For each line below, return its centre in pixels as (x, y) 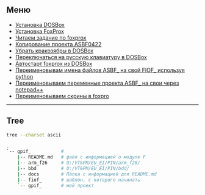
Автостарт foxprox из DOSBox (54, 63)
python (24, 76)
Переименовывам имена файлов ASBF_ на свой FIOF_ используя (100, 70)
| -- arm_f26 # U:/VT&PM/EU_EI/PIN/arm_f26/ (79, 163)
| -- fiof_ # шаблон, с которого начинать (79, 180)
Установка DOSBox (40, 24)
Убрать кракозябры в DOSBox (54, 51)
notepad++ (29, 89)
